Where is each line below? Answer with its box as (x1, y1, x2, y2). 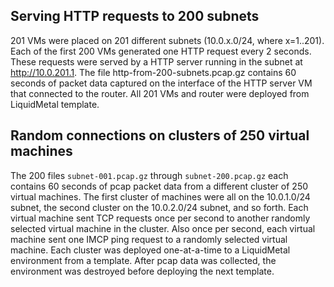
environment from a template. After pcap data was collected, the (10, 254, 277, 266)
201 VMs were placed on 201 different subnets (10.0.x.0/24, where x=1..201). (10, 34, 325, 46)
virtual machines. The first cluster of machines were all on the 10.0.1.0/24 (10, 190, 311, 203)
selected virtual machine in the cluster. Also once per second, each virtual (10, 222, 316, 234)
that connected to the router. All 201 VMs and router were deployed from (10, 87, 310, 99)
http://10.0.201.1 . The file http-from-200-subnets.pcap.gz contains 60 (10, 66, 297, 78)
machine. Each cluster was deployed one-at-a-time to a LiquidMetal (10, 244, 291, 256)
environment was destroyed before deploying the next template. (10, 265, 275, 277)
